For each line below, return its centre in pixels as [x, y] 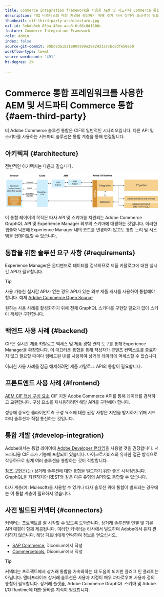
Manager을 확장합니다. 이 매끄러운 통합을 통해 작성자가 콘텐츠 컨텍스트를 [74, 350]
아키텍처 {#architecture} [42, 153]
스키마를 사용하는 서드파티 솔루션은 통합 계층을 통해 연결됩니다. [65, 136]
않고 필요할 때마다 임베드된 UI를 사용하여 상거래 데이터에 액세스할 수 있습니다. [84, 356]
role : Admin [17, 36]
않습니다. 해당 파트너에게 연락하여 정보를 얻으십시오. [67, 535]
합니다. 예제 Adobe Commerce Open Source [49, 298]
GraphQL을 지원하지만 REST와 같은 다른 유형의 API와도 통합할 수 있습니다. [76, 477]
